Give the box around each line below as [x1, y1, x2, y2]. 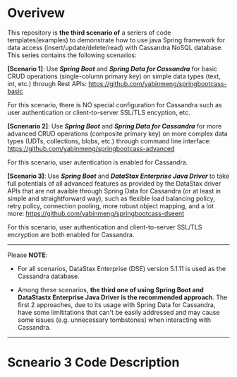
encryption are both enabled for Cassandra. [7, 230, 135, 239]
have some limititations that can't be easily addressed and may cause [17, 308, 220, 316]
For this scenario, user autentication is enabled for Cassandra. [7, 157, 188, 167]
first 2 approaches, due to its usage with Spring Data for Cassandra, [17, 300, 216, 309]
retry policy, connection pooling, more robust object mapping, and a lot [7, 201, 214, 210]
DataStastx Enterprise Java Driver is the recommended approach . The [17, 293, 228, 301]
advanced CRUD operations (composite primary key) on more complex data [7, 129, 228, 138]
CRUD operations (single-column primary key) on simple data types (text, [7, 72, 221, 80]
